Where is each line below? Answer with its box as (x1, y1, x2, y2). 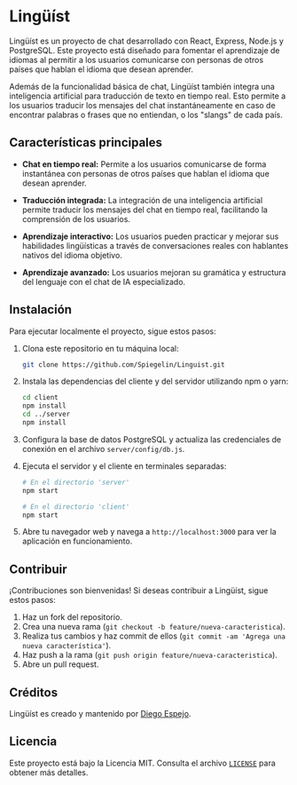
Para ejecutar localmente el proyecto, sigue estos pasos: (9, 326, 217, 337)
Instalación (9, 302, 73, 317)
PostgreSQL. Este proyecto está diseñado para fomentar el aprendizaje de (9, 44, 281, 55)
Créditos (9, 685, 59, 700)
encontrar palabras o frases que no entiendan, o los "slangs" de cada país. (9, 109, 284, 120)
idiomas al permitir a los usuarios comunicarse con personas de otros (9, 54, 264, 65)
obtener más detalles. (9, 766, 89, 778)
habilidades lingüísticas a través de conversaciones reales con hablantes (21, 240, 289, 250)
